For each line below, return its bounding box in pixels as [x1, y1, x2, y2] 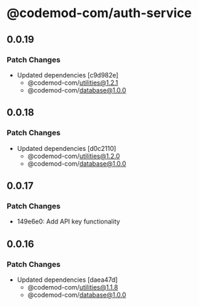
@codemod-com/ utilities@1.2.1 [27, 78, 119, 87]
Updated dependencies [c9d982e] [16, 70, 119, 79]
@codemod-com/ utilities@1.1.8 [27, 283, 119, 291]
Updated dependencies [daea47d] [16, 275, 118, 284]
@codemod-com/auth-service [6, 5, 193, 21]
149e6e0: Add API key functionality [16, 217, 120, 226]
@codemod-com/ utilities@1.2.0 [27, 152, 120, 160]
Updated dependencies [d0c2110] [16, 144, 117, 152]
